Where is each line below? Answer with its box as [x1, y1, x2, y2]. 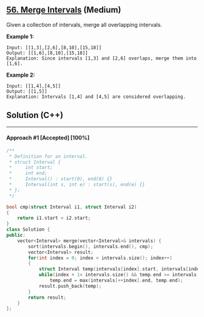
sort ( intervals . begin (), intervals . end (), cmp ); [28, 243, 154, 249]
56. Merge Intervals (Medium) [6, 5, 121, 15]
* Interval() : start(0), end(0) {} [8, 176, 113, 182]
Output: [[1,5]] [6, 88, 47, 94]
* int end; [8, 170, 47, 176]
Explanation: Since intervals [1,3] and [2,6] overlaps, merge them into [6, 55, 197, 61]
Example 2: [6, 71, 35, 78]
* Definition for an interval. [8, 153, 88, 159]
